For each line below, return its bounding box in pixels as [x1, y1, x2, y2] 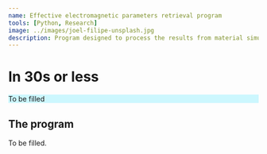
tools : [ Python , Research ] [8, 19, 98, 27]
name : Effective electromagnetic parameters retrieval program [8, 11, 222, 20]
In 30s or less [8, 68, 99, 86]
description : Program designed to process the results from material [8, 33, 244, 42]
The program [8, 117, 74, 131]
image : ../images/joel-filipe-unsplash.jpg [8, 26, 155, 34]
